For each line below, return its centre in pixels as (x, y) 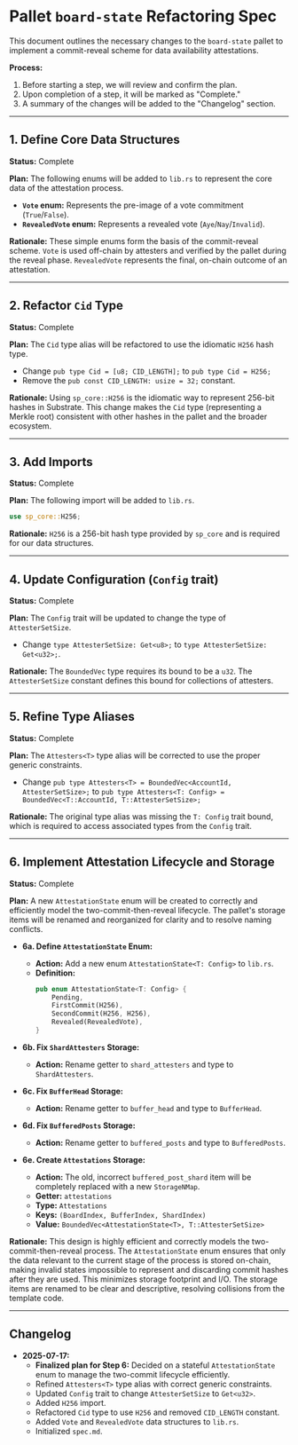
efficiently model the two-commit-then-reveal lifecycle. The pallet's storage (148, 910)
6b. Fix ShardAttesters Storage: (81, 1047)
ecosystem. (31, 426)
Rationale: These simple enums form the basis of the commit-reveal (134, 241)
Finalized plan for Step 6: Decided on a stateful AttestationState (155, 1365)
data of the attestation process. (67, 187)
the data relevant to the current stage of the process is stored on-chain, (140, 1260)
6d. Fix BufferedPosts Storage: (78, 1125)
